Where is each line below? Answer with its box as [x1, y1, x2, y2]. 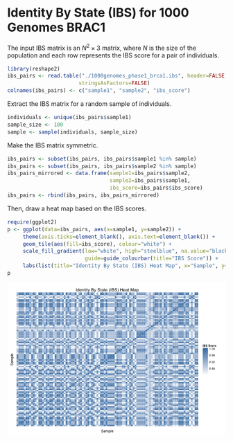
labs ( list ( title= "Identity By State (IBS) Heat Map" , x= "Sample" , [22, 262, 218, 269]
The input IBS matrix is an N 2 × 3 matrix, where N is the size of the [7, 42, 196, 52]
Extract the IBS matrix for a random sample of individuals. [7, 100, 172, 108]
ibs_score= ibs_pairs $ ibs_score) [110, 185, 203, 192]
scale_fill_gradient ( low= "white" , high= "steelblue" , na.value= [22, 248, 209, 255]
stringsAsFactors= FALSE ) [78, 80, 150, 87]
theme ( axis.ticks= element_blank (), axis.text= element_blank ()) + [22, 233, 216, 240]
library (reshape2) [7, 65, 60, 72]
